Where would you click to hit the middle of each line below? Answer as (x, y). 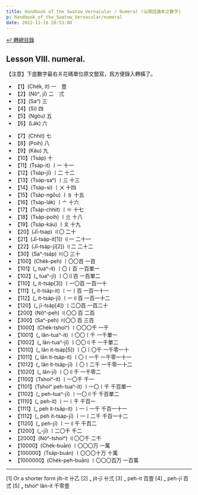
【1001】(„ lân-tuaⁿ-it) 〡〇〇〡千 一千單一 (66, 335)
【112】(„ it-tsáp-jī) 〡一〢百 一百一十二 (62, 298)
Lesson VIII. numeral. (46, 59)
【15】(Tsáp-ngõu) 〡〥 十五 (49, 195)
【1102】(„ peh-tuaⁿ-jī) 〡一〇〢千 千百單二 (67, 394)
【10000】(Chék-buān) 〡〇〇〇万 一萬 (62, 445)
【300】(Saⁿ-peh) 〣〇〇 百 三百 (54, 320)
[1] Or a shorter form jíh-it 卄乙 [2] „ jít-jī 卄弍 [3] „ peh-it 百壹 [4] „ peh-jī (94, 478)
